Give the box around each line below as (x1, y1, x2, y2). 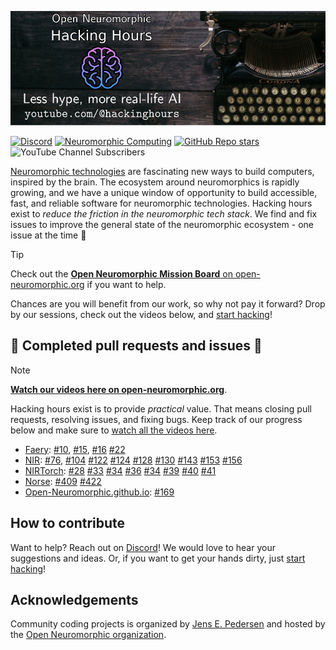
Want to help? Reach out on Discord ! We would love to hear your (10, 541, 276, 553)
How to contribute (10, 515, 126, 532)
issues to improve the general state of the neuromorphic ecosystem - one (10, 218, 314, 230)
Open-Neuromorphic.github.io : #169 (24, 486, 175, 498)
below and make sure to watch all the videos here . (10, 424, 218, 436)
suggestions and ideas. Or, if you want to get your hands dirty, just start (10, 552, 306, 564)
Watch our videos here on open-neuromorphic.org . (10, 383, 228, 395)
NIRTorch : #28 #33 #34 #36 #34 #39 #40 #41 (24, 464, 217, 476)
